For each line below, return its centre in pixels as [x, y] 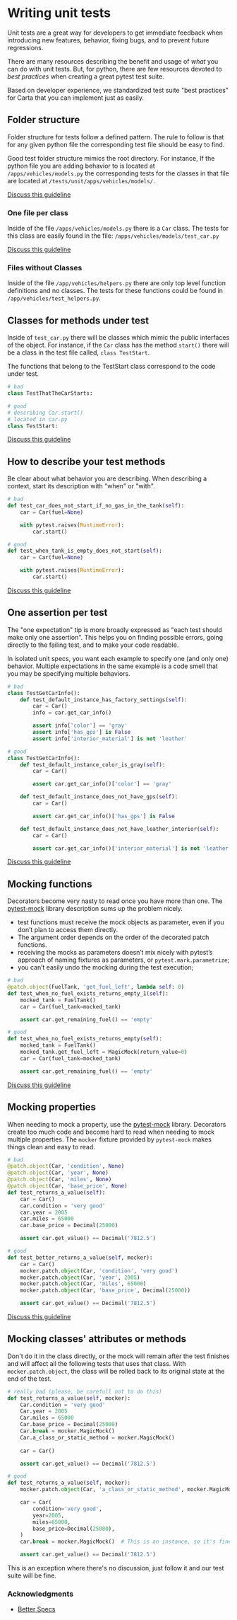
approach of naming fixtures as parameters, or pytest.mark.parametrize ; [123, 960]
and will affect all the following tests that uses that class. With [97, 1363]
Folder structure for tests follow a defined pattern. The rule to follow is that [116, 137]
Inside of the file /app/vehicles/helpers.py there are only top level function [116, 283]
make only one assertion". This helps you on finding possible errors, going [115, 637]
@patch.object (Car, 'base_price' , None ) [68, 1186]
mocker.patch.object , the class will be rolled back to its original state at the [116, 1371]
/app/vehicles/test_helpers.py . [54, 298]
